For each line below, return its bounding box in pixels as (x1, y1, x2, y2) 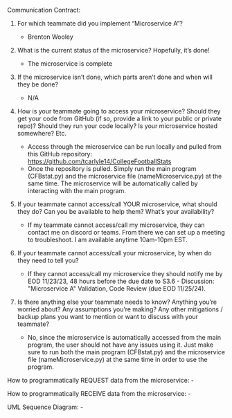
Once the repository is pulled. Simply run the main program (27, 165, 197, 172)
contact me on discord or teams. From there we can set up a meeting (27, 228, 225, 236)
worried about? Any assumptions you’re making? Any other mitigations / (17, 305, 223, 313)
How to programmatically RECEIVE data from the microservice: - (7, 390, 191, 397)
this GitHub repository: (27, 150, 92, 158)
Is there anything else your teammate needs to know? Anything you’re (17, 298, 217, 306)
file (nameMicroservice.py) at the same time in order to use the (27, 356, 208, 363)
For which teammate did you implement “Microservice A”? (17, 19, 184, 27)
